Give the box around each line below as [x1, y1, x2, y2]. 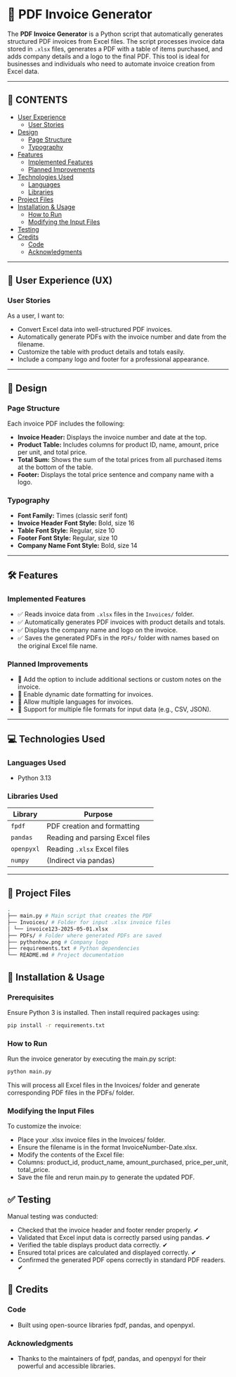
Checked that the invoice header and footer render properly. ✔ [17, 1226, 199, 1235]
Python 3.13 [17, 774, 51, 783]
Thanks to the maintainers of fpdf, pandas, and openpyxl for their [17, 1354, 206, 1363]
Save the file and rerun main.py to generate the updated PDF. [17, 1173, 195, 1182]
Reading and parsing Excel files [46, 833, 150, 842]
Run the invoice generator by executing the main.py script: [7, 1054, 177, 1063]
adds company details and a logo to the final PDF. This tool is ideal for [7, 52, 209, 61]
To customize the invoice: [7, 1122, 82, 1130]
